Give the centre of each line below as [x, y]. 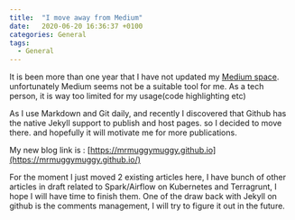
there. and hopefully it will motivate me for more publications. [123, 133]
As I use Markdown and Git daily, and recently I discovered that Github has [148, 114]
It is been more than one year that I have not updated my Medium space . [144, 77]
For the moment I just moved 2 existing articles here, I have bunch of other [148, 178]
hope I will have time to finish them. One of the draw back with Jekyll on [143, 197]
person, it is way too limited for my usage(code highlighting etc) [128, 96]
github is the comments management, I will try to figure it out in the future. [147, 206]
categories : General [48, 34]
